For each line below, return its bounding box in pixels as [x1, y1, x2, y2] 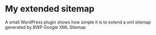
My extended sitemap [5, 3, 94, 14]
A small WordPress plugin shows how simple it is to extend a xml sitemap [5, 19, 151, 25]
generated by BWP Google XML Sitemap [5, 24, 86, 30]
